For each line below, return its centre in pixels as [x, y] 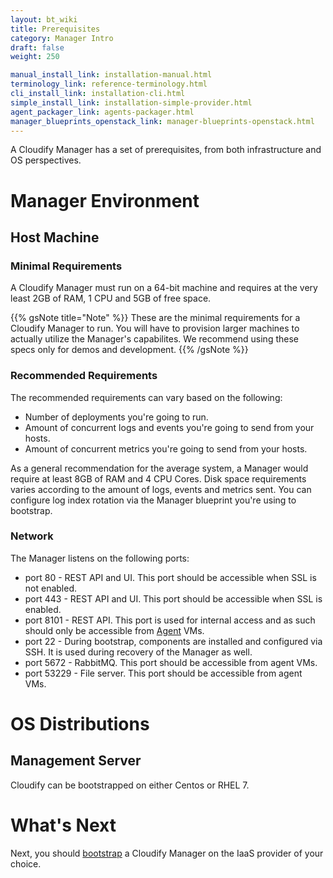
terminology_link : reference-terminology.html [109, 84]
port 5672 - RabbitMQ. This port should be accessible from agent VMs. [171, 662]
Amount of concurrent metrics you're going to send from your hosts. [166, 448]
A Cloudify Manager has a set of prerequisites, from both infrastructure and [166, 150]
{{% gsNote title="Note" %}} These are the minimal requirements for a [155, 318]
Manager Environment [105, 200]
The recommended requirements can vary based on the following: [146, 397]
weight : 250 [35, 57]
